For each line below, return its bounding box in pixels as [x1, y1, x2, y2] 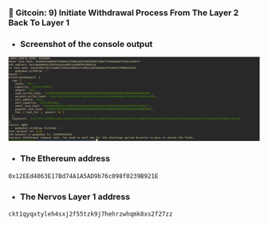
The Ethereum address [19, 153, 110, 164]
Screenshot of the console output [19, 38, 153, 49]
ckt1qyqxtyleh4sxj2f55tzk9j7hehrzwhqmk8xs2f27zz [8, 210, 173, 218]
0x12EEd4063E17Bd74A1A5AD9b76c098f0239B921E [8, 172, 159, 180]
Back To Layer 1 [8, 17, 70, 28]
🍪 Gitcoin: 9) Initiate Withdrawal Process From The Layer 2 [8, 7, 239, 18]
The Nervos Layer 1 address [19, 191, 130, 202]
